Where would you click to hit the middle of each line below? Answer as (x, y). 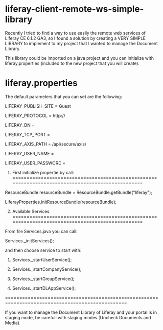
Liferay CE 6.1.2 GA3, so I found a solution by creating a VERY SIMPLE (75, 38)
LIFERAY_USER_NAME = (30, 153)
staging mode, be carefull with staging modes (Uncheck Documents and (78, 317)
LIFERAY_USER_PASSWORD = (35, 163)
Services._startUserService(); (42, 259)
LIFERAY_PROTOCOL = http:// (35, 116)
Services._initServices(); (30, 240)
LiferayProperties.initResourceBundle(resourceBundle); (61, 202)
